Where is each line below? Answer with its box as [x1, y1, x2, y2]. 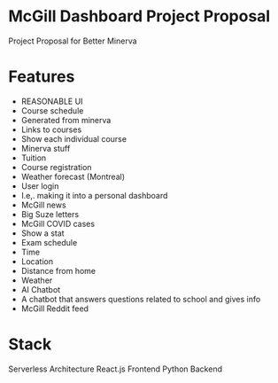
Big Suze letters [20, 208, 80, 219]
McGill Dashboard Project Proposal [8, 6, 271, 27]
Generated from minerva [20, 114, 112, 125]
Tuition [20, 152, 47, 163]
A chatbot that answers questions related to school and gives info [20, 293, 261, 304]
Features [8, 66, 75, 87]
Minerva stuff [20, 143, 71, 153]
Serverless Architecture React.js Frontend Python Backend [8, 363, 223, 374]
